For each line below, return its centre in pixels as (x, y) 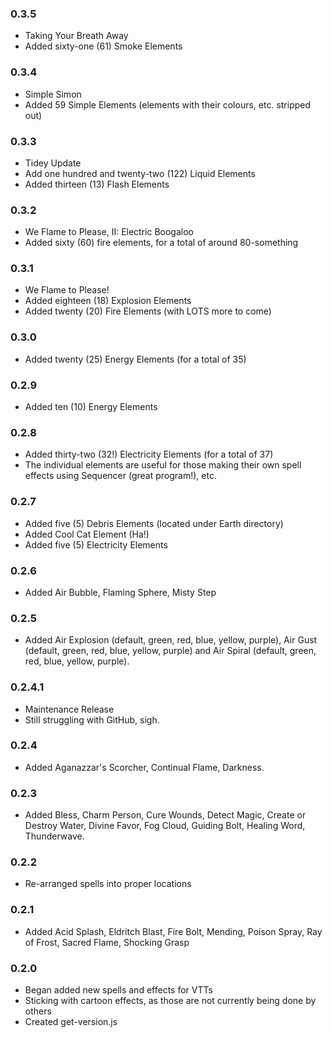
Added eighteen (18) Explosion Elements (108, 301)
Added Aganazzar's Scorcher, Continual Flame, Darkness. (144, 767)
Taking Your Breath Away (76, 36)
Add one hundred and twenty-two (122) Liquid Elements (140, 173)
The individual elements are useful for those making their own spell (163, 465)
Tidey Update (53, 163)
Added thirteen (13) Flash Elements (97, 184)
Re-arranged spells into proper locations (108, 884)
